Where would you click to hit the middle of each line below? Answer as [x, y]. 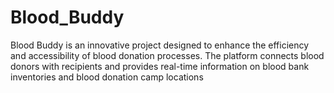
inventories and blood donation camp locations [107, 77]
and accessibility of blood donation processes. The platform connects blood [167, 55]
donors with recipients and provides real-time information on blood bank [160, 66]
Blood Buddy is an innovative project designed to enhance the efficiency [160, 45]
